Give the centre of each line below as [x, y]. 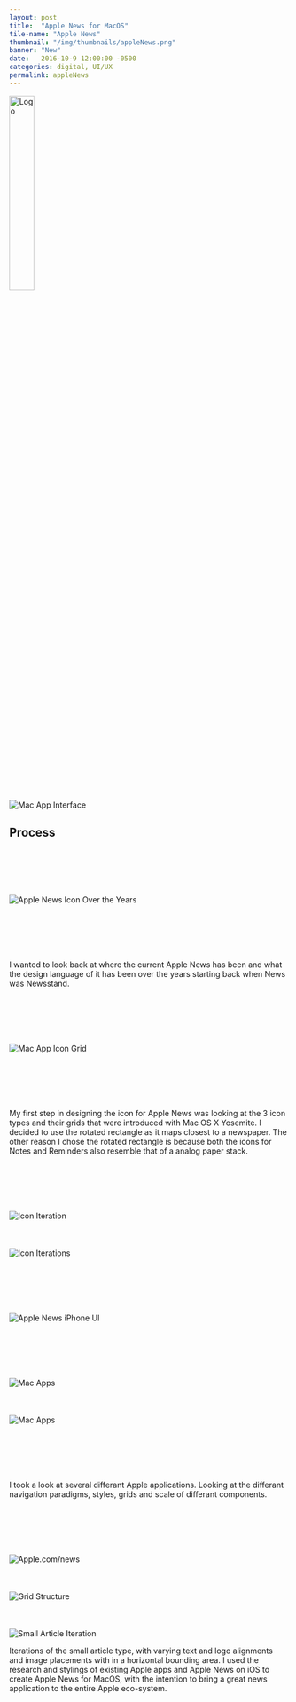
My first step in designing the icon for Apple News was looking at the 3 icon [148, 1114]
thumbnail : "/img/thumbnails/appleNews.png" [93, 42]
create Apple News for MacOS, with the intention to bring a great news [138, 1679]
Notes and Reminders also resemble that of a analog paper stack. [129, 1151]
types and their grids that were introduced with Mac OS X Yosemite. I [135, 1123]
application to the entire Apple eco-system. [88, 1689]
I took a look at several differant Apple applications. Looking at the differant [146, 1485]
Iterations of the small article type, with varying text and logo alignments [141, 1651]
